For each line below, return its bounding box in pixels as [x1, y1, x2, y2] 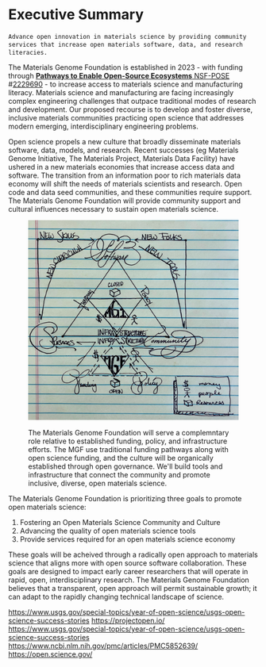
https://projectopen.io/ [91, 616, 165, 626]
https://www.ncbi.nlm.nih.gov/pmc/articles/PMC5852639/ [8, 641, 199, 651]
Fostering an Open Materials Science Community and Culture [19, 518, 221, 527]
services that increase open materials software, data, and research [8, 40, 244, 48]
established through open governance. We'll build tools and [28, 462, 223, 471]
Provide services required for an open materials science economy [19, 535, 236, 544]
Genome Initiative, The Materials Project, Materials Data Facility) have [8, 153, 236, 163]
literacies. [8, 48, 48, 56]
